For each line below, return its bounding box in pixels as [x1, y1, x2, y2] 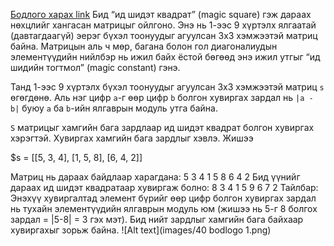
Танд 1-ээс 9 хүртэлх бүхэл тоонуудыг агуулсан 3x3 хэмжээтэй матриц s [10, 81, 325, 93]
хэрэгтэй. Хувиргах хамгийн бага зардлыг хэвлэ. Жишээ [10, 132, 254, 144]
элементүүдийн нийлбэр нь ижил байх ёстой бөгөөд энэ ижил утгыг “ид [10, 51, 321, 63]
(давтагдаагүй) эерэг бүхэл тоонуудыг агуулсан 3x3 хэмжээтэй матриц [10, 30, 318, 41]
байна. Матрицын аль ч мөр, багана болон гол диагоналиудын [10, 40, 278, 52]
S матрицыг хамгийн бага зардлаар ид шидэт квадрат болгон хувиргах [10, 122, 315, 133]
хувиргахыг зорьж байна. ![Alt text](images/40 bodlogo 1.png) [10, 224, 272, 236]
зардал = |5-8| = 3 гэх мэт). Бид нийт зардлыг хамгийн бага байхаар [10, 214, 304, 225]
